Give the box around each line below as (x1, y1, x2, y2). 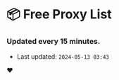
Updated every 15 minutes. (6, 37, 101, 47)
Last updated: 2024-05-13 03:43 (16, 52, 110, 61)
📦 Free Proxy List (6, 6, 112, 23)
